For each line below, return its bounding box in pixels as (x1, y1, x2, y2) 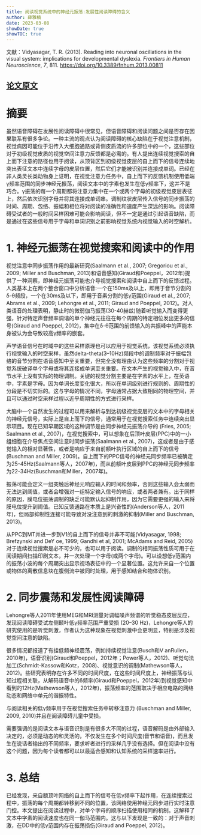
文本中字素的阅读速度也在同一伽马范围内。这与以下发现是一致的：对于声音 (6, 815, 190, 822)
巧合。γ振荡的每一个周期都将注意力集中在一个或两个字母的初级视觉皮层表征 (6, 187, 193, 195)
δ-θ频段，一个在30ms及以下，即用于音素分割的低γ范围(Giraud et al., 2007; (6, 292, 191, 299)
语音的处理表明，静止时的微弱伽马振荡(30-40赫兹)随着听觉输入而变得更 (11, 307, 188, 314)
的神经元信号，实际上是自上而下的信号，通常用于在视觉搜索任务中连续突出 (6, 415, 190, 422)
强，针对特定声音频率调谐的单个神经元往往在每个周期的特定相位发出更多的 (6, 315, 190, 322)
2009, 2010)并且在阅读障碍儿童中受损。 (6, 712, 105, 720)
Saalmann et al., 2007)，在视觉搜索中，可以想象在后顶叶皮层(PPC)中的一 (6, 430, 186, 437)
